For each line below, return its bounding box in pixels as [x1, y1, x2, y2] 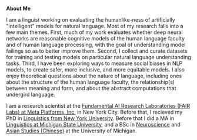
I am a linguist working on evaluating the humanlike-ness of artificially [6, 16, 175, 23]
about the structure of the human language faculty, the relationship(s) [6, 78, 175, 86]
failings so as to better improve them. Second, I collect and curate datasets [6, 47, 188, 54]
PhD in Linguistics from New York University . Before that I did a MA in [6, 115, 175, 122]
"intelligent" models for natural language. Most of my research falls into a [6, 23, 183, 29]
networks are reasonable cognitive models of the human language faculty [6, 35, 185, 42]
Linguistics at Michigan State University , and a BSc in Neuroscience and [6, 121, 181, 128]
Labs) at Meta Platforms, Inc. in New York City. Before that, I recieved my [6, 108, 183, 115]
